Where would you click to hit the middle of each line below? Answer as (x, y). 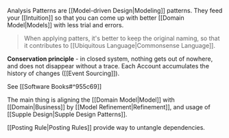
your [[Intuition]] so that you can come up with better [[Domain (96, 18)
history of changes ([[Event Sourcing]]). (63, 73)
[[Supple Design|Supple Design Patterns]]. (67, 114)
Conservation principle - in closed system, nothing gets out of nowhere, (110, 59)
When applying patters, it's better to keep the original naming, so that (122, 38)
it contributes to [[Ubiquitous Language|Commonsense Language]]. (120, 45)
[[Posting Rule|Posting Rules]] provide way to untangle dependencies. (106, 127)
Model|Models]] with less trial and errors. (65, 25)
